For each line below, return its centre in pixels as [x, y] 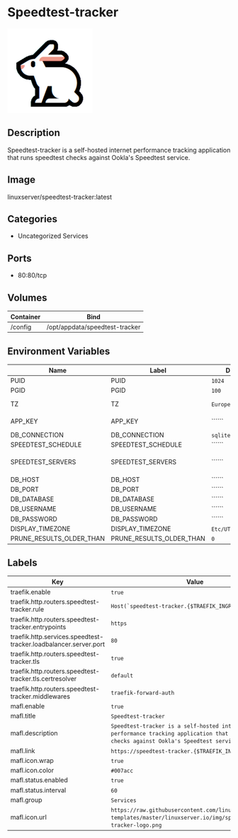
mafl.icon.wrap [32, 760]
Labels [22, 562]
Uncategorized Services [53, 236]
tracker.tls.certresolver [44, 679]
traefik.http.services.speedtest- [57, 636]
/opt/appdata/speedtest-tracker [93, 327]
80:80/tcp [32, 275]
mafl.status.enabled [39, 780]
